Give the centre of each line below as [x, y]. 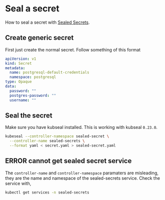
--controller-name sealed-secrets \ [47, 141]
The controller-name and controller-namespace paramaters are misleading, [82, 173]
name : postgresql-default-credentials [50, 73]
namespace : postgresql [33, 77]
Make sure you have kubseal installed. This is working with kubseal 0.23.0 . [81, 127]
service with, [18, 183]
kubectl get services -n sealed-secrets [47, 192]
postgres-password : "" [33, 95]
